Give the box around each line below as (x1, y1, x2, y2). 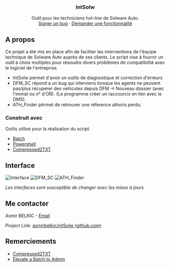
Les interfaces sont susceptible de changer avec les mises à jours (5, 184, 144, 191)
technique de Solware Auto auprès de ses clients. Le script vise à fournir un (5, 54, 164, 60)
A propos (5, 35, 35, 44)
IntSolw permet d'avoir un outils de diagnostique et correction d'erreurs (12, 75, 163, 81)
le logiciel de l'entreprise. (5, 65, 58, 71)
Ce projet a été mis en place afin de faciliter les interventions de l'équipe (5, 49, 157, 55)
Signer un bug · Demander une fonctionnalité (38, 20, 132, 26)
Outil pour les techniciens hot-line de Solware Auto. (31, 15, 140, 21)
